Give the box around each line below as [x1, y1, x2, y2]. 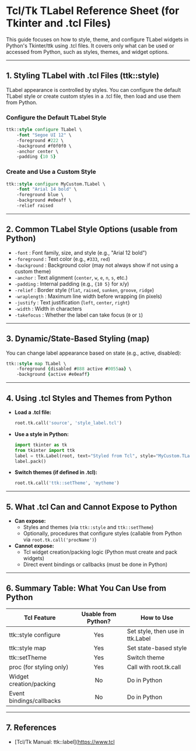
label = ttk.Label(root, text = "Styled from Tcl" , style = [14, 452, 156, 459]
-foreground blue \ [16, 192, 64, 198]
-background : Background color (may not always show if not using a [14, 262, 178, 269]
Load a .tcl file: [14, 409, 51, 416]
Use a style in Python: [14, 430, 69, 437]
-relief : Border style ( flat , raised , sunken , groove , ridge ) [14, 286, 155, 293]
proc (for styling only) [9, 663, 69, 671]
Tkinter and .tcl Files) [6, 16, 111, 30]
